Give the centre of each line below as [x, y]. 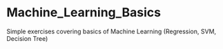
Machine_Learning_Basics [84, 13]
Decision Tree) [27, 38]
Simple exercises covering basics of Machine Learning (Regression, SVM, [111, 31]
